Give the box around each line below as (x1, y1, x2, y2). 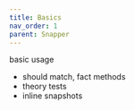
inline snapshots (21, 90, 83, 101)
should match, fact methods (21, 72, 126, 82)
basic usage (9, 55, 55, 65)
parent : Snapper (9, 30, 70, 38)
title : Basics (9, 13, 63, 22)
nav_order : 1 (9, 21, 58, 30)
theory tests (21, 81, 67, 92)
